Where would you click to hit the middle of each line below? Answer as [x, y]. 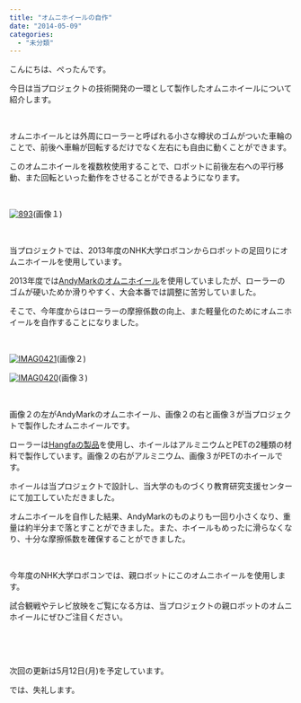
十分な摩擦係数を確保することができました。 [107, 539]
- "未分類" [35, 43]
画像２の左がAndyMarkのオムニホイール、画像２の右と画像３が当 [131, 415]
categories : [31, 34]
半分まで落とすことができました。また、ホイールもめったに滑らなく [159, 528]
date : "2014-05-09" [46, 26]
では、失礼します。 [44, 690]
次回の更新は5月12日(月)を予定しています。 [89, 671]
